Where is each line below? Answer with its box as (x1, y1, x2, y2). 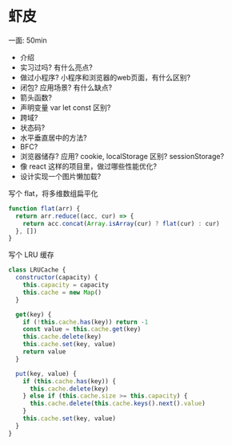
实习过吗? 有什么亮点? (19, 62, 94, 72)
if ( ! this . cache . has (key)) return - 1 (22, 318, 149, 326)
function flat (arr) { (8, 204, 81, 213)
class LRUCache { (8, 266, 66, 274)
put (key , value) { (15, 369, 78, 378)
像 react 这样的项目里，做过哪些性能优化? (19, 161, 158, 171)
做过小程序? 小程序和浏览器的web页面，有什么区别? (19, 72, 190, 82)
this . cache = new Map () (22, 288, 102, 296)
